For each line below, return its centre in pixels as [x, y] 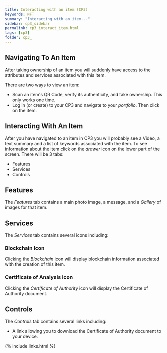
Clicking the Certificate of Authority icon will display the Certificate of [77, 288]
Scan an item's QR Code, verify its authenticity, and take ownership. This [87, 94]
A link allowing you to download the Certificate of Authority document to [86, 331]
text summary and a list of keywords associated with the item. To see [76, 143]
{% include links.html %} [30, 346]
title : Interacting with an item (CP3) [47, 10]
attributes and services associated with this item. [55, 75]
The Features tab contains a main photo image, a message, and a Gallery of [83, 202]
